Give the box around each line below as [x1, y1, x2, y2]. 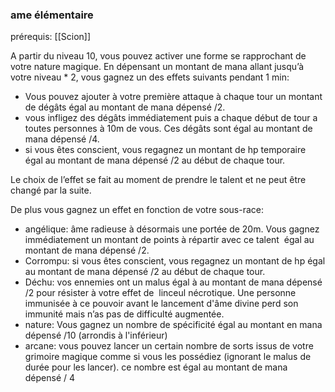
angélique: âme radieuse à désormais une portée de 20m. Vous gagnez [24, 223, 320, 235]
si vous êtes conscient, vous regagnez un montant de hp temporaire [24, 144, 307, 156]
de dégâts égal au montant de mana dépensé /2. [24, 101, 226, 113]
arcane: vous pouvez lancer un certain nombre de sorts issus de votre [24, 340, 314, 352]
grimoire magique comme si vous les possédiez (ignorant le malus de [24, 351, 312, 363]
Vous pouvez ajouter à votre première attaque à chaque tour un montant [24, 91, 323, 103]
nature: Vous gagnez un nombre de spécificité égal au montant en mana [24, 319, 323, 331]
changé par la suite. [10, 184, 92, 197]
